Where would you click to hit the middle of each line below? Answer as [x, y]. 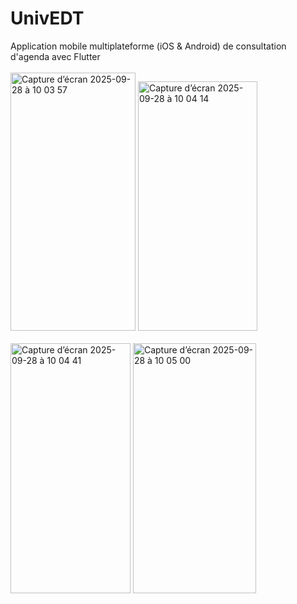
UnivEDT [47, 18]
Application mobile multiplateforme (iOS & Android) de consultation [148, 46]
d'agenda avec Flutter [55, 56]
